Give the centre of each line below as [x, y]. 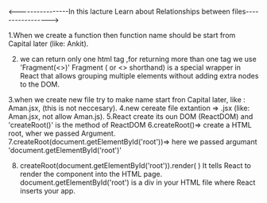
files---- [245, 11]
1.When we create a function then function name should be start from [122, 35]
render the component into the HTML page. [91, 174]
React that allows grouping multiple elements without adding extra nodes [139, 76]
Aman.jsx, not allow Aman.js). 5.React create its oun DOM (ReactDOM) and [131, 117]
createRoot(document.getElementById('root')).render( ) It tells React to [135, 165]
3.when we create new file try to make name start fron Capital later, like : [127, 100]
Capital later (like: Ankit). [48, 44]
